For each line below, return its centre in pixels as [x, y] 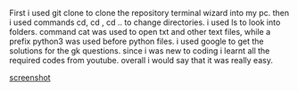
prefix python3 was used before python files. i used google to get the [137, 41]
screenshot [30, 78]
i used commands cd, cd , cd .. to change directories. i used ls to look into [145, 22]
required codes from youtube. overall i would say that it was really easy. [141, 60]
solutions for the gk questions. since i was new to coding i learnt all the [140, 51]
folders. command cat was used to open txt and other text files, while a [140, 32]
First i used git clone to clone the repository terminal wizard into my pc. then [149, 13]
